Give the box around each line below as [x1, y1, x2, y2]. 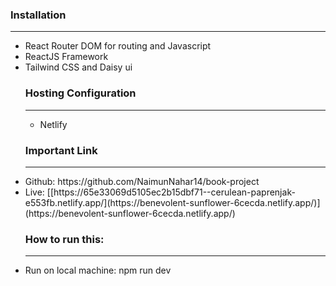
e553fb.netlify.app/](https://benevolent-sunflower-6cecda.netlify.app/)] [24, 196, 321, 208]
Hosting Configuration [24, 86, 137, 100]
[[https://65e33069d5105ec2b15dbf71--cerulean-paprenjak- [46, 186, 296, 198]
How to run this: [24, 232, 105, 246]
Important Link [24, 143, 98, 157]
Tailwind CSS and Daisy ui [24, 61, 133, 73]
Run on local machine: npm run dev [24, 264, 172, 277]
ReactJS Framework [24, 51, 109, 63]
